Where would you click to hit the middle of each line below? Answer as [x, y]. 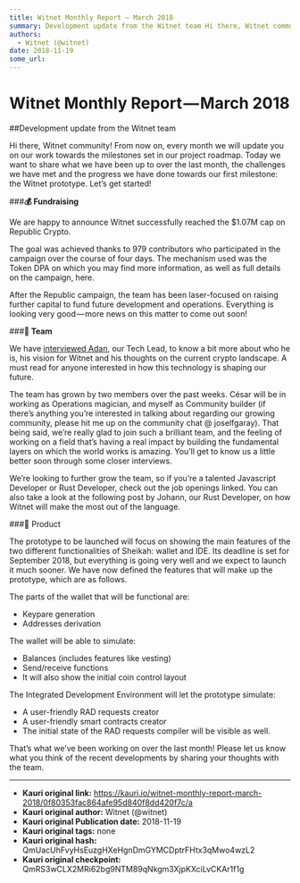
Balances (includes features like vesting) [96, 658]
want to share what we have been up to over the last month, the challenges [147, 164]
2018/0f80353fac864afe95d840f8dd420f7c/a [108, 802]
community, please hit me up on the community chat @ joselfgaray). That [144, 422]
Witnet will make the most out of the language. [95, 506]
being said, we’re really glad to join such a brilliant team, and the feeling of [146, 432]
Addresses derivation [61, 624]
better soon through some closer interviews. [91, 461]
